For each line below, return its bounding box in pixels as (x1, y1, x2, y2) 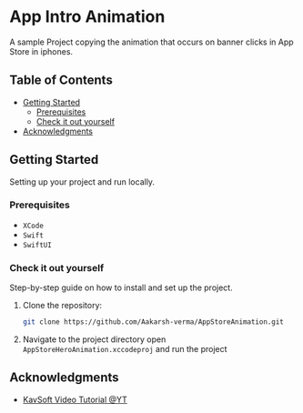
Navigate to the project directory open (22, 334, 167, 345)
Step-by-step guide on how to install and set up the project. (9, 282, 234, 293)
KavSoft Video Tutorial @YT (22, 394, 127, 405)
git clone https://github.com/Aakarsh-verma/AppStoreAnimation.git (22, 317, 284, 327)
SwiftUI (22, 240, 52, 249)
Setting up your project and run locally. (9, 176, 156, 187)
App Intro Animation (9, 6, 166, 27)
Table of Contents (9, 73, 114, 88)
